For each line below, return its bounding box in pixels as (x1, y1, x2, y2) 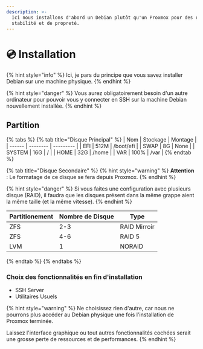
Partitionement (9, 212, 53, 221)
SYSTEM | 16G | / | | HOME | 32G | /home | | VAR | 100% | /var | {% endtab (6, 149, 192, 156)
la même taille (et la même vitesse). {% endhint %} (6, 198, 132, 206)
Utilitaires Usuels (14, 293, 57, 300)
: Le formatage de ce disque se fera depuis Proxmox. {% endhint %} (6, 174, 176, 181)
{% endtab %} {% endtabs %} (6, 258, 82, 265)
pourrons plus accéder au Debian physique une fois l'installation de (6, 311, 174, 318)
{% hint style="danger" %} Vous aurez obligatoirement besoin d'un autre (6, 90, 188, 97)
